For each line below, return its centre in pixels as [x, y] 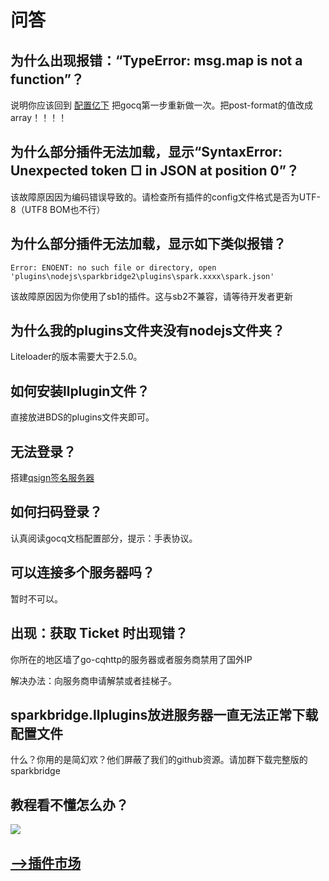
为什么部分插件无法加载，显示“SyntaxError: [146, 152]
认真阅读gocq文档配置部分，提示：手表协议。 [104, 538]
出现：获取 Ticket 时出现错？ [99, 633]
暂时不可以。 [36, 598]
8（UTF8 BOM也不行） [58, 209]
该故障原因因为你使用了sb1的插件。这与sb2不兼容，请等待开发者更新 [151, 296]
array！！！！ [39, 117]
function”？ [47, 79]
